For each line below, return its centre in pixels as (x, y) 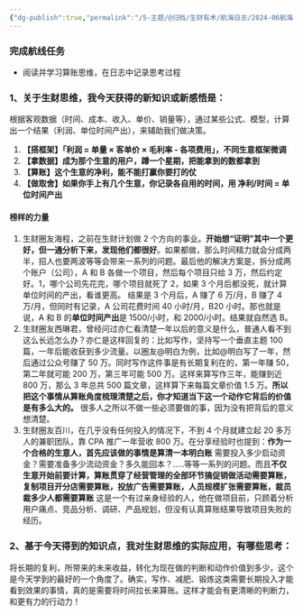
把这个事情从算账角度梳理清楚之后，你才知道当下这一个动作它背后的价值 (156, 397)
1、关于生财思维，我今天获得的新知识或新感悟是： (118, 97)
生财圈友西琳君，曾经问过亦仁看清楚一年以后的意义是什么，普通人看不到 (156, 329)
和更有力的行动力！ (45, 601)
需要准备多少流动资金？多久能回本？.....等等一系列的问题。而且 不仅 (162, 464)
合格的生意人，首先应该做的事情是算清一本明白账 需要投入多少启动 (154, 453)
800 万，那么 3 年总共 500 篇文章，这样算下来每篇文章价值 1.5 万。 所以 (155, 385)
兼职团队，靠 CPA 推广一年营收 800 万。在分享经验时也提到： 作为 (161, 442)
